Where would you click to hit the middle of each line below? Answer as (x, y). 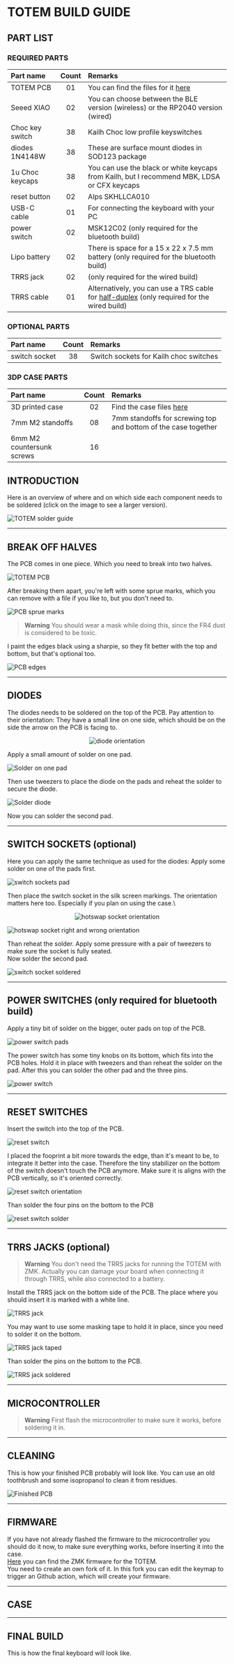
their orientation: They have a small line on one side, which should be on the (116, 720)
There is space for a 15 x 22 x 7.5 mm (151, 248)
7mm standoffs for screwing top (164, 418)
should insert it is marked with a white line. (69, 1300)
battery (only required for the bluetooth (152, 257)
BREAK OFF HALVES (52, 547)
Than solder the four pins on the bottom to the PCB (80, 1205)
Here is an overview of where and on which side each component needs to (115, 498)
